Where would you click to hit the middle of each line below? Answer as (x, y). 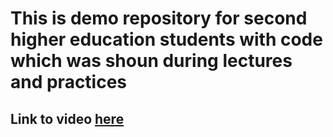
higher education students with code (166, 39)
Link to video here (67, 118)
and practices (69, 82)
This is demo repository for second (159, 18)
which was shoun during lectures (151, 61)
